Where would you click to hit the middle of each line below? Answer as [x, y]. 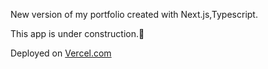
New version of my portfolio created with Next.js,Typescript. [134, 14]
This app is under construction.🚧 [77, 33]
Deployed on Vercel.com [61, 53]
